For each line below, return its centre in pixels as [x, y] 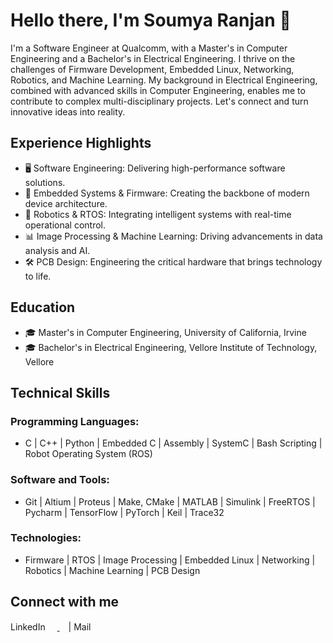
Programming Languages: [75, 421]
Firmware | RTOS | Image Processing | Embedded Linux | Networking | [170, 560]
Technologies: [46, 538]
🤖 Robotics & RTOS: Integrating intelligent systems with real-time [158, 214]
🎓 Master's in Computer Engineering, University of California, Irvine [165, 332]
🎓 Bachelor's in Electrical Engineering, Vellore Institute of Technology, [171, 347]
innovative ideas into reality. [68, 111]
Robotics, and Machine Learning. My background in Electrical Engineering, [164, 80]
